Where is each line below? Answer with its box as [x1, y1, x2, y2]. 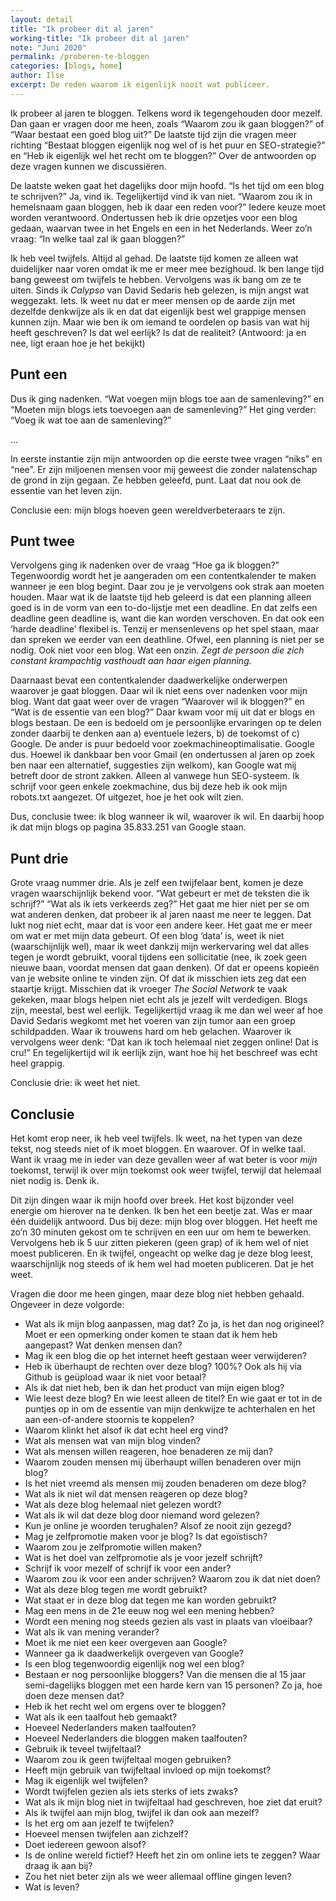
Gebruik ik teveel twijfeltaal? [24, 1743, 142, 1755]
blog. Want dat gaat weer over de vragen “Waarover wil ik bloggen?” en [10, 696, 305, 708]
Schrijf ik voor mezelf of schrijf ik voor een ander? [24, 1562, 232, 1574]
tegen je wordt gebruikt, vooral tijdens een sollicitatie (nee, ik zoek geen [10, 951, 308, 963]
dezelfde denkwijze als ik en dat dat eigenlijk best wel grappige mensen [10, 305, 307, 317]
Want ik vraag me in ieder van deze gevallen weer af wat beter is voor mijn [10, 1154, 318, 1165]
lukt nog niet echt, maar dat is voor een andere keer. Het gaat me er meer [10, 919, 313, 931]
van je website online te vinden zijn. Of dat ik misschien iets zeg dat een [10, 972, 307, 985]
